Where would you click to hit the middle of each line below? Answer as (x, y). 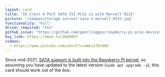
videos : (13, 41)
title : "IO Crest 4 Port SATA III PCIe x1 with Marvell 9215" (70, 14)
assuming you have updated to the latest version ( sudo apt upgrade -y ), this (82, 65)
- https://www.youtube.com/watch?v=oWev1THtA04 (59, 46)
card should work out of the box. (38, 70)
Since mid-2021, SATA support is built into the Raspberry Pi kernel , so (76, 59)
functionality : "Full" (28, 23)
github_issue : (20, 32)
